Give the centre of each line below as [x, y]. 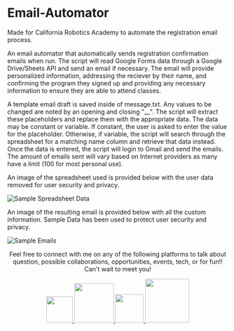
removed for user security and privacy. [63, 184]
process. [20, 39]
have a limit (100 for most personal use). [65, 163]
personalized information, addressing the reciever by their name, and [107, 76]
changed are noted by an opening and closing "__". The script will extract [113, 112]
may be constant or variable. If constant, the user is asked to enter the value [117, 126]
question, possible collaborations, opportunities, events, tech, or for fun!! [118, 262]
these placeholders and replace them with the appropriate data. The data [113, 119]
